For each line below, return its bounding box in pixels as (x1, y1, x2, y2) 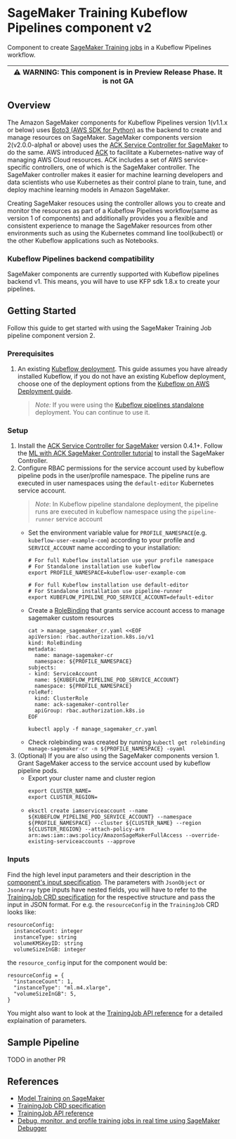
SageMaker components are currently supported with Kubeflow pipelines (7, 270, 219, 278)
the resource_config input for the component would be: (7, 958, 168, 967)
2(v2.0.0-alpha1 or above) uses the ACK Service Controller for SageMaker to (7, 141, 228, 149)
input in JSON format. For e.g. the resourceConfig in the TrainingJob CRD (7, 900, 219, 909)
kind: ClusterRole (34, 695, 88, 702)
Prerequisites (7, 349, 54, 358)
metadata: (27, 646, 58, 653)
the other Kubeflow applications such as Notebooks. (7, 236, 159, 245)
